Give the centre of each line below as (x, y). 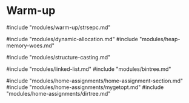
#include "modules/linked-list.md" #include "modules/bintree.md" (89, 69)
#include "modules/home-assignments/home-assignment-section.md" (95, 81)
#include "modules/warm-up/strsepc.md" (58, 27)
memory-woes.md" (30, 45)
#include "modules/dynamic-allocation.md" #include (72, 39)
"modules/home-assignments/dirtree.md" (58, 93)
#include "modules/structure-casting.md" (58, 57)
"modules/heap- (160, 39)
